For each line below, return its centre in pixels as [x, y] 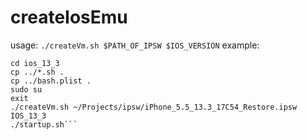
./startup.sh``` [44, 124]
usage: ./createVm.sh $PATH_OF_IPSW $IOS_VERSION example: [135, 45]
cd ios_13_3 [35, 63]
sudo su [26, 89]
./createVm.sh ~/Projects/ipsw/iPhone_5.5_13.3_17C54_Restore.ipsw [154, 107]
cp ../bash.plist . [51, 81]
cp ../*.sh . [37, 72]
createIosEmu [69, 17]
